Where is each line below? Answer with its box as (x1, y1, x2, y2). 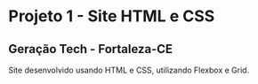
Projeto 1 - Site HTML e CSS (8, 6, 215, 27)
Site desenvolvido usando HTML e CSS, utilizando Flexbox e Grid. (8, 65, 250, 75)
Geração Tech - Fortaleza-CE (8, 42, 173, 57)
